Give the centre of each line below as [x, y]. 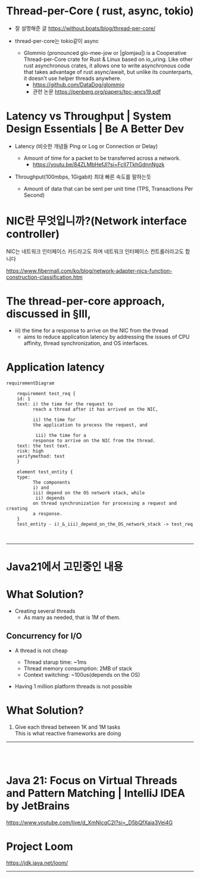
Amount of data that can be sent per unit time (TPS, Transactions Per [108, 189]
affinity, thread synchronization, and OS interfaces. [86, 343]
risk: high [30, 451]
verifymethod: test [41, 456]
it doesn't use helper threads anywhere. [73, 78]
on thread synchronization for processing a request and [105, 503]
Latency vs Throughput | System [89, 116]
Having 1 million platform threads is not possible [74, 686]
